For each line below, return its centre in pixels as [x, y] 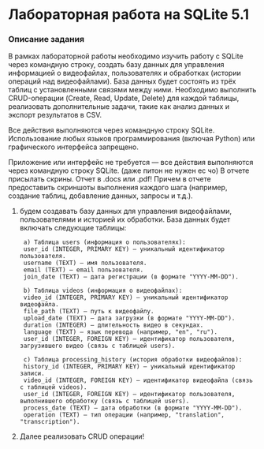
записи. [32, 374]
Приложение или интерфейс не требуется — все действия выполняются [131, 163]
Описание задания [46, 39]
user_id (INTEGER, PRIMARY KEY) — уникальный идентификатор [124, 249]
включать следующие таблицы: [73, 228]
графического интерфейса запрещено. [74, 147]
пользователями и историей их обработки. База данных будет [125, 219]
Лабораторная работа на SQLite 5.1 [129, 15]
